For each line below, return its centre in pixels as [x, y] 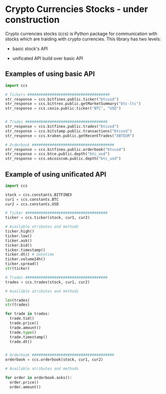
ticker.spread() [22, 264]
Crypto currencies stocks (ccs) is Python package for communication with [81, 33]
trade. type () [23, 332]
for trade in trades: [28, 314]
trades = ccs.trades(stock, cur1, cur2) [48, 282]
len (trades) [17, 300]
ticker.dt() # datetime [30, 255]
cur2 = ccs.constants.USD [32, 204]
